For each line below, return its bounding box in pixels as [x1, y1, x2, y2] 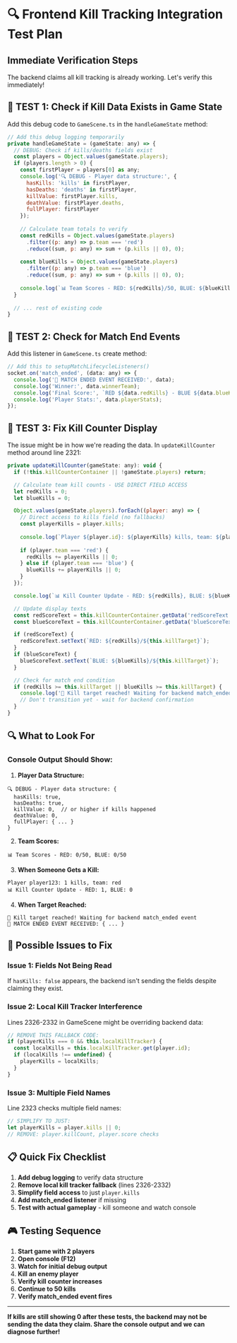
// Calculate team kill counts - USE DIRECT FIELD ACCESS [13, 481, 188, 489]
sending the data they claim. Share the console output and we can [7, 1320, 205, 1329]
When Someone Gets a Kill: [17, 865, 99, 874]
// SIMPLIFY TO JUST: [7, 1117, 71, 1125]
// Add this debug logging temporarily [7, 133, 125, 141]
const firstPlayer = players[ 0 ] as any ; [20, 166, 140, 174]
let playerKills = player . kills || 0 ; [7, 1124, 121, 1131]
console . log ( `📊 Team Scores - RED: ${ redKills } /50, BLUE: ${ [20, 284, 206, 291]
